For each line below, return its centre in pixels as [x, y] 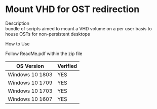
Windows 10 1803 [30, 74]
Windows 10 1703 [30, 91]
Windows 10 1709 [30, 83]
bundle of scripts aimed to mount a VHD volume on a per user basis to [78, 28]
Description [17, 23]
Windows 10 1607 [30, 99]
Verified [67, 66]
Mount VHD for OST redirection [72, 9]
